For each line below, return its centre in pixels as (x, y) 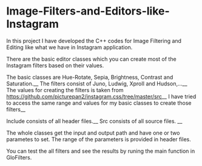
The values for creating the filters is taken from (65, 90)
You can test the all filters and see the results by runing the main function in (101, 151)
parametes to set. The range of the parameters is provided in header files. (99, 139)
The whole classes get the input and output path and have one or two (93, 133)
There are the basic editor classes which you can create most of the (92, 59)
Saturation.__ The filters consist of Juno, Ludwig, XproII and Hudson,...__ (97, 84)
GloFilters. (19, 157)
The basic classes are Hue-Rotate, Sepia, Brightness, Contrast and (90, 77)
